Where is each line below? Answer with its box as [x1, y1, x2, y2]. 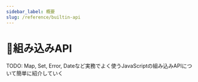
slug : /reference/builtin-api [6, 14, 81, 20]
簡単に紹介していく [16, 70, 63, 77]
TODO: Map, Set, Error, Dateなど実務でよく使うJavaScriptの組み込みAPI [6, 62, 182, 70]
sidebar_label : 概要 [6, 8, 55, 15]
